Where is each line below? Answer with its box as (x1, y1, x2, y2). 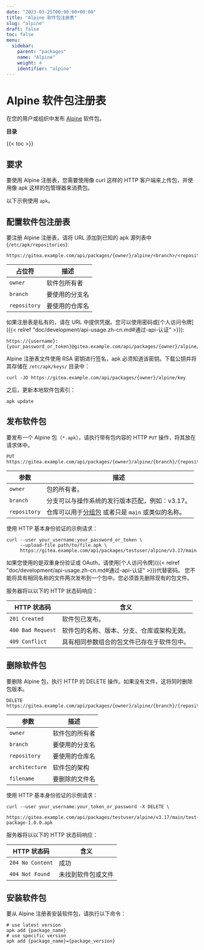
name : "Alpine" (17, 54, 56, 60)
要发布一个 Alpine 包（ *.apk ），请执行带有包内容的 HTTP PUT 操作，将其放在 (6, 434, 196, 441)
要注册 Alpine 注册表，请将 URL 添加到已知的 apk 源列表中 (6, 234, 152, 241)
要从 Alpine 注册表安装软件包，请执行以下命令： (6, 910, 126, 917)
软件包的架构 (52, 763, 90, 772)
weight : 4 (17, 60, 42, 66)
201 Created (9, 615, 44, 622)
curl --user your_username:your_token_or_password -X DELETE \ (6, 803, 170, 810)
